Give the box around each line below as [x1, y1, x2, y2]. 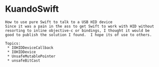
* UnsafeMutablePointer [7, 54, 56, 59]
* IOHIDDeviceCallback [7, 45, 54, 50]
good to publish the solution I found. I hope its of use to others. [5, 32, 152, 37]
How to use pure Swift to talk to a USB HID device [5, 20, 113, 24]
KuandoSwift [5, 3, 59, 15]
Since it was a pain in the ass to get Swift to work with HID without [5, 23, 154, 29]
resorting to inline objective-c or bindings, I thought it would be [5, 28, 150, 33]
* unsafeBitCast [7, 58, 41, 63]
